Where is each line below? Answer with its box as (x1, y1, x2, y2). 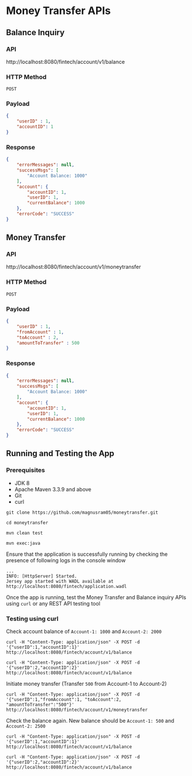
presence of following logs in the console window (6, 556, 126, 563)
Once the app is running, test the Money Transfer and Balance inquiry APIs (6, 593, 186, 601)
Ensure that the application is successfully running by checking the (6, 551, 168, 558)
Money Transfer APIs (6, 4, 111, 18)
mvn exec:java (6, 540, 41, 546)
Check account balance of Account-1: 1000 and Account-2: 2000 (6, 628, 162, 635)
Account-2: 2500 (6, 723, 46, 730)
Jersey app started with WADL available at (6, 578, 114, 584)
